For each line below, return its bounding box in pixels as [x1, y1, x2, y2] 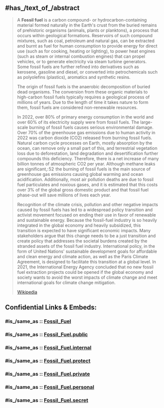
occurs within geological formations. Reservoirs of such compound [17, 32, 153, 38]
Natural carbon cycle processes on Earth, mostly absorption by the [17, 140, 153, 146]
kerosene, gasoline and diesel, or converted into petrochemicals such [17, 69, 158, 75]
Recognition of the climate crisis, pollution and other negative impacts [17, 201, 158, 207]
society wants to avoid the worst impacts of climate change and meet [17, 274, 158, 280]
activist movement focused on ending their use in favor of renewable [17, 212, 156, 217]
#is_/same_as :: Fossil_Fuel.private [5, 370, 90, 377]
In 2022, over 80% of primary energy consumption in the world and [17, 114, 154, 120]
